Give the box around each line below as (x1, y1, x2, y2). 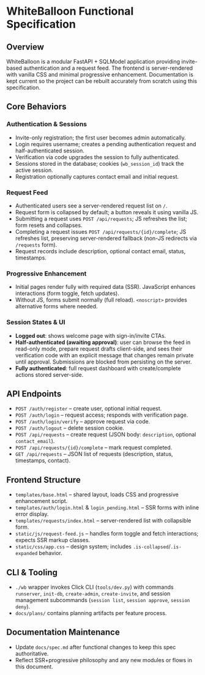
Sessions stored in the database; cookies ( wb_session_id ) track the (15, 160, 184, 167)
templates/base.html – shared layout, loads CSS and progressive (15, 491, 179, 498)
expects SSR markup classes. (15, 537, 91, 544)
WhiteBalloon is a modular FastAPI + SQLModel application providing (6, 58, 181, 65)
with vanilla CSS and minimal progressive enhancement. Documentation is (6, 71, 194, 78)
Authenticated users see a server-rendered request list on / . (15, 202, 168, 209)
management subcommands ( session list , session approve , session (15, 597, 190, 604)
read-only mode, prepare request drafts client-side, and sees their (15, 345, 182, 352)
